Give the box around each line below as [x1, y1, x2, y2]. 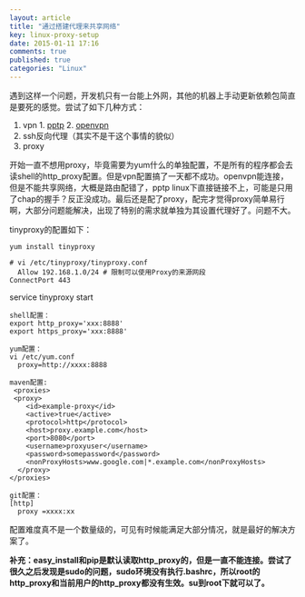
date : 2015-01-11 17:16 [9, 38, 100, 48]
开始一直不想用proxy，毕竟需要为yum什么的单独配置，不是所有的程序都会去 [9, 159, 293, 170]
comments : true [9, 47, 67, 56]
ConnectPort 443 [9, 275, 71, 284]
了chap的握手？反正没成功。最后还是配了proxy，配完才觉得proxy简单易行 [9, 193, 286, 204]
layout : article [9, 13, 71, 23]
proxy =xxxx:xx [17, 506, 75, 516]
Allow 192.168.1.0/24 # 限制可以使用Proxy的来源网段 [17, 267, 206, 277]
